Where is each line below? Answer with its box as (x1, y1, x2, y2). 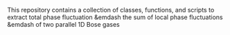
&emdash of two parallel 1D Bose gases (7, 21, 120, 28)
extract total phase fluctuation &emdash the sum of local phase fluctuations (7, 13, 223, 21)
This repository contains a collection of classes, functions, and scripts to (7, 6, 215, 14)
